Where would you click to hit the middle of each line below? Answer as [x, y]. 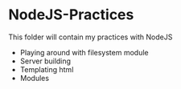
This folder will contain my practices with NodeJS [90, 37]
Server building [45, 61]
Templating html [47, 69]
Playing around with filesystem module [84, 52]
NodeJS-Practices [71, 15]
